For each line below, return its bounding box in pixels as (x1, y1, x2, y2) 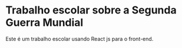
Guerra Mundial (5, 16, 84, 29)
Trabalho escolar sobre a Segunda (5, 4, 177, 17)
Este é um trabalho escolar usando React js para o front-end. (5, 35, 154, 42)
